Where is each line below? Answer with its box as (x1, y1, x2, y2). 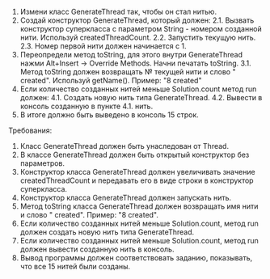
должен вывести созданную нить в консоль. (19, 244, 175, 254)
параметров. (19, 159, 65, 168)
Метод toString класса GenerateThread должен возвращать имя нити (19, 201, 259, 211)
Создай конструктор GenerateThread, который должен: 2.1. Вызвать (19, 15, 255, 25)
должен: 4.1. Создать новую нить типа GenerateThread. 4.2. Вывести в (19, 93, 263, 102)
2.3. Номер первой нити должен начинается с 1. (19, 41, 188, 51)
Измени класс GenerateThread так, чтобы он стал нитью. (19, 7, 217, 16)
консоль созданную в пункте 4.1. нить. (19, 101, 154, 111)
